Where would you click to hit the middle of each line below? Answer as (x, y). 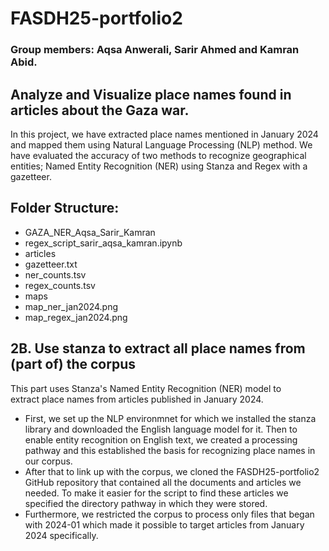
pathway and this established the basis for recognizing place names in (170, 450)
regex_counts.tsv (60, 285)
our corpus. (48, 461)
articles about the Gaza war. (100, 110)
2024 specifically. (61, 535)
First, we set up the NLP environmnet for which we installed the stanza (170, 418)
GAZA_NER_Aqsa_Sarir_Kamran (90, 232)
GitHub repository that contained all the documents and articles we (163, 482)
